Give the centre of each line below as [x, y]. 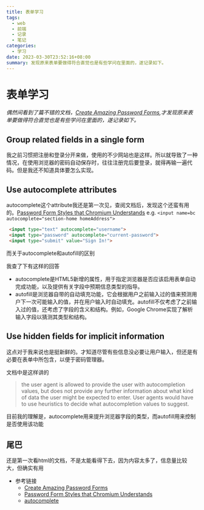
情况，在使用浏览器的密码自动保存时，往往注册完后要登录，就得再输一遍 [97, 163]
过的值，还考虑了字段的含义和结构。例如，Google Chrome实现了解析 [107, 309]
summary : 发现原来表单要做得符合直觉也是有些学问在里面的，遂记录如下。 [87, 63]
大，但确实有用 [25, 468]
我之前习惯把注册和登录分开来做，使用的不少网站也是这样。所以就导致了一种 [102, 155]
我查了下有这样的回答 [33, 266]
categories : [21, 46]
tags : [13, 18]
